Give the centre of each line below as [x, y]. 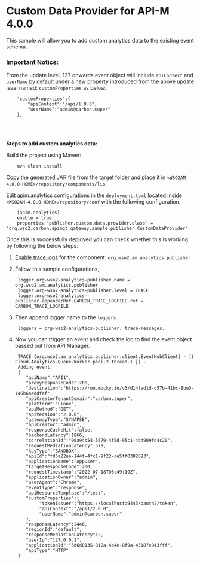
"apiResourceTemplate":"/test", [66, 493]
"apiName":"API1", [49, 378]
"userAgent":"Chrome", [54, 483]
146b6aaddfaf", [34, 393]
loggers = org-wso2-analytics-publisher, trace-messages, [91, 328]
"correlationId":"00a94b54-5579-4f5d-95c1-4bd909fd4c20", [99, 441]
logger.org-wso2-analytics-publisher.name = [74, 280]
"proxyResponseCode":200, [58, 383]
